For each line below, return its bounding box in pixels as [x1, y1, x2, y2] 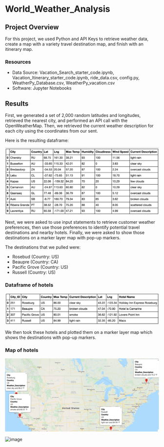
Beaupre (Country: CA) [12, 259, 59, 265]
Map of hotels [5, 347, 39, 353]
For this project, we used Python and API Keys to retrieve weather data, [5, 36, 149, 42]
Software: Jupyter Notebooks [12, 85, 72, 91]
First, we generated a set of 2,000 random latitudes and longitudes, [5, 113, 141, 118]
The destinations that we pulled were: [5, 244, 81, 250]
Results [5, 99, 29, 108]
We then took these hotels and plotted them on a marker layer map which [5, 329, 153, 335]
